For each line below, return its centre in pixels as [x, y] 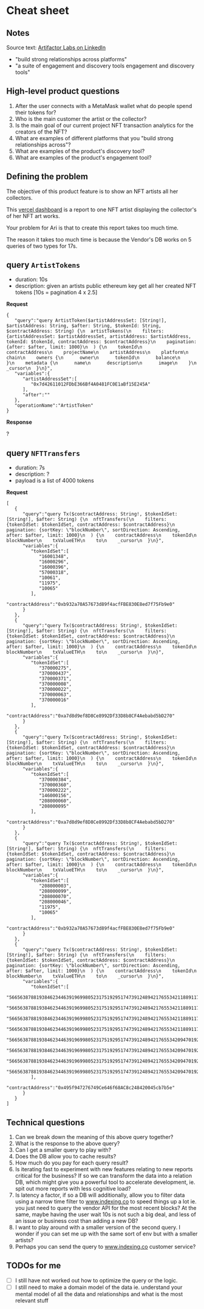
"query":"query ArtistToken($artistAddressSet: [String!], [90, 321]
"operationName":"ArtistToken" [54, 406]
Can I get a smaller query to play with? [63, 1150]
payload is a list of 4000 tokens [54, 481]
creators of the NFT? [41, 132]
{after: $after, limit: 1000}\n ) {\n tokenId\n [74, 347]
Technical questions [46, 1122]
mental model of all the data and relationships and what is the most [99, 1294]
